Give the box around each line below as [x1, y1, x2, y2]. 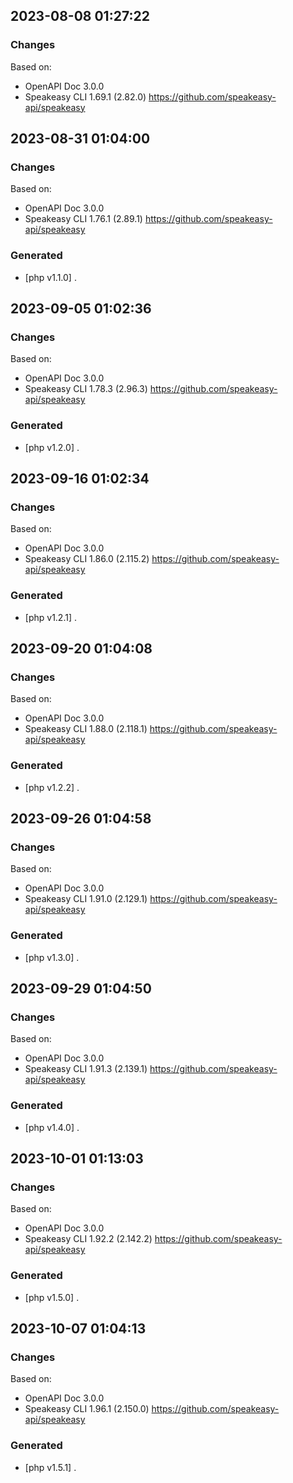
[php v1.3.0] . [24, 951, 80, 963]
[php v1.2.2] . [24, 781, 80, 793]
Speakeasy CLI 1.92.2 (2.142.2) [24, 1233, 153, 1245]
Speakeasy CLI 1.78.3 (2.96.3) [24, 383, 148, 395]
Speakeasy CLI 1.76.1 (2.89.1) [24, 213, 143, 225]
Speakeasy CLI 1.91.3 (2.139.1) [24, 1063, 148, 1075]
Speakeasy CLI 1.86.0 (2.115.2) [24, 553, 150, 565]
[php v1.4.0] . [24, 1121, 80, 1133]
